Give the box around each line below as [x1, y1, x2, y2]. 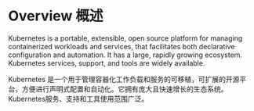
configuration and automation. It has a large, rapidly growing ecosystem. [8, 50, 243, 59]
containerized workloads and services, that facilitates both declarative [8, 41, 235, 51]
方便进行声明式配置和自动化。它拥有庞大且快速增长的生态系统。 [21, 84, 228, 94]
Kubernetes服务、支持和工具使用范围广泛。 [8, 94, 149, 103]
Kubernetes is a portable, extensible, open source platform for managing [8, 33, 243, 43]
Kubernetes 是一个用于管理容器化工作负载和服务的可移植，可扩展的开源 [8, 74, 240, 84]
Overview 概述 [8, 7, 103, 25]
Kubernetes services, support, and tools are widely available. [8, 58, 205, 67]
